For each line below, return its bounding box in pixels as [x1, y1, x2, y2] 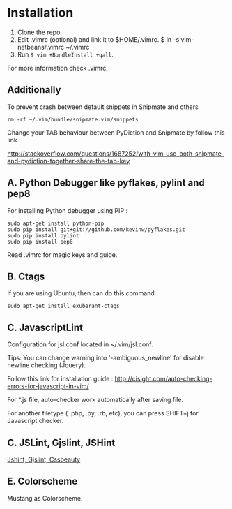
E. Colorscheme [7, 475, 78, 487]
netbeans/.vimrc [17, 43, 65, 51]
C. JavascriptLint [7, 321, 84, 333]
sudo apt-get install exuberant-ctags [7, 302, 120, 310]
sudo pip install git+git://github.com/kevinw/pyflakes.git [7, 226, 186, 233]
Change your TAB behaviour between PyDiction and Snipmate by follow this [7, 128, 225, 137]
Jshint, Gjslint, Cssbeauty [7, 455, 81, 464]
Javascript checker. [7, 417, 64, 425]
